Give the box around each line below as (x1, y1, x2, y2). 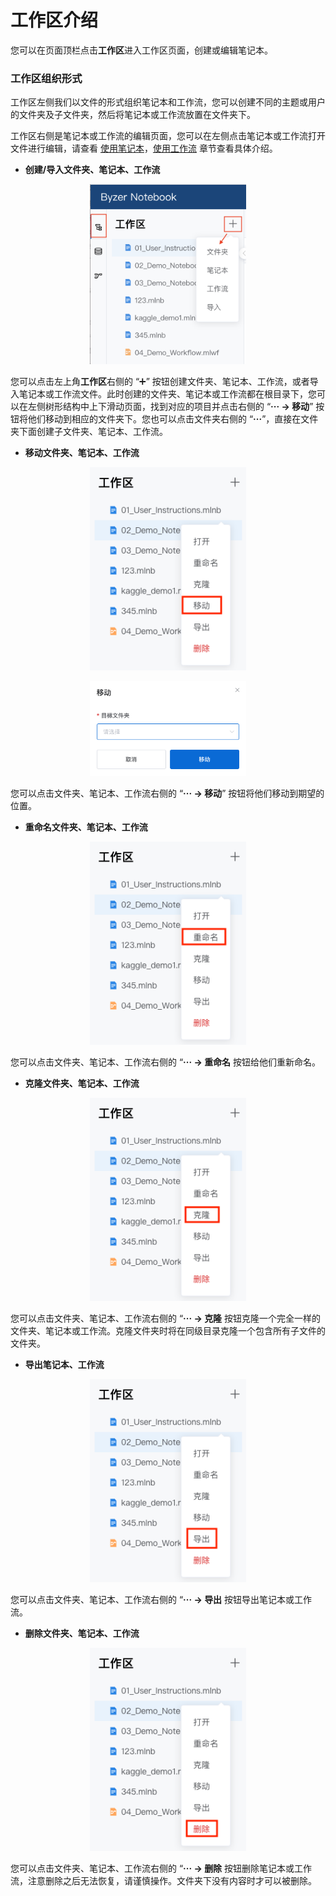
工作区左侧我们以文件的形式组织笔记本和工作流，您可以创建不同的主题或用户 (10, 96, 326, 108)
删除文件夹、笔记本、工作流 (24, 1627, 140, 1639)
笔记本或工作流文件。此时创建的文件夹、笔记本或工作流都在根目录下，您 (18, 387, 317, 400)
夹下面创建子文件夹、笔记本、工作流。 (10, 425, 168, 437)
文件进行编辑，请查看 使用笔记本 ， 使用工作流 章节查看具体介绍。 (10, 142, 278, 155)
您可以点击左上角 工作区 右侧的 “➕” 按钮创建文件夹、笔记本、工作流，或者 (10, 375, 310, 387)
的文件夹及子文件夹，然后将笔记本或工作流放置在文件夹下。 (10, 109, 256, 121)
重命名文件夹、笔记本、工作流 (24, 821, 148, 833)
